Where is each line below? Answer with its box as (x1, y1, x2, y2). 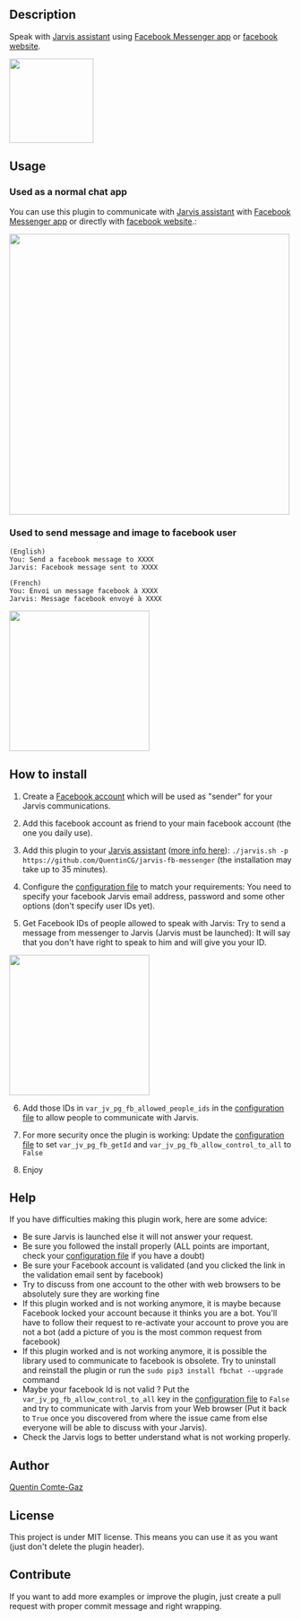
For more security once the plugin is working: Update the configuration (21, 1129, 285, 1140)
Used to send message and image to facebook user (9, 527, 237, 539)
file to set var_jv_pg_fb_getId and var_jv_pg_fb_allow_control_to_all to (21, 1138, 292, 1149)
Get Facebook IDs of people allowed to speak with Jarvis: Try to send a (21, 917, 287, 928)
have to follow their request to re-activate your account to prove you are (21, 1317, 289, 1328)
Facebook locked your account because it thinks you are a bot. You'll (21, 1307, 278, 1319)
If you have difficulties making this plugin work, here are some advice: (9, 1214, 268, 1225)
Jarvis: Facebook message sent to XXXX (9, 562, 159, 571)
